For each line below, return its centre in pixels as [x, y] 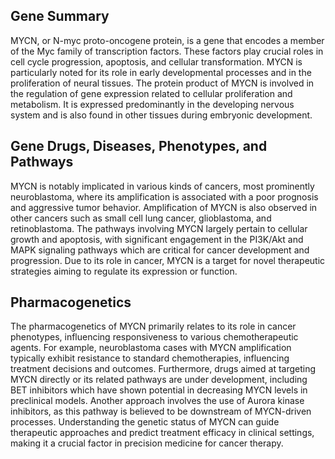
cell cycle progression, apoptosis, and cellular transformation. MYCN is [156, 61]
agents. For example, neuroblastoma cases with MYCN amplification [151, 348]
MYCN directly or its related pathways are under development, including [159, 380]
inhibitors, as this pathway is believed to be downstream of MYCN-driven [161, 411]
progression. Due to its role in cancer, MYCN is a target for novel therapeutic [168, 260]
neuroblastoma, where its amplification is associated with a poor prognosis [164, 196]
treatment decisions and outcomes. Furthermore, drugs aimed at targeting [163, 369]
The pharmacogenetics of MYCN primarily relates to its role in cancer [153, 326]
